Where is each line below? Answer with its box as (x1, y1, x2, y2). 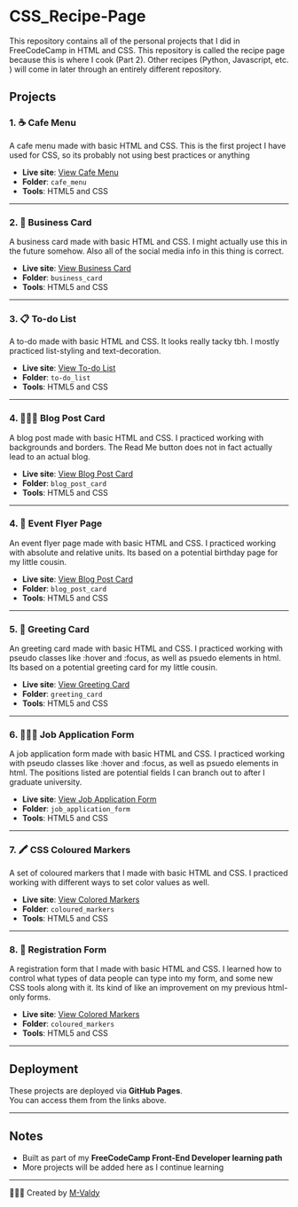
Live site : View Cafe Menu (21, 167, 119, 177)
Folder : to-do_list (21, 372, 91, 383)
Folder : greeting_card (21, 689, 103, 700)
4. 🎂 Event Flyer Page (9, 517, 103, 529)
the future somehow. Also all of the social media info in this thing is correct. (9, 246, 285, 256)
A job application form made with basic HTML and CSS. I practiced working (9, 748, 286, 759)
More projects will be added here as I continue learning (21, 1162, 224, 1172)
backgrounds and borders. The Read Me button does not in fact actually (9, 442, 273, 452)
